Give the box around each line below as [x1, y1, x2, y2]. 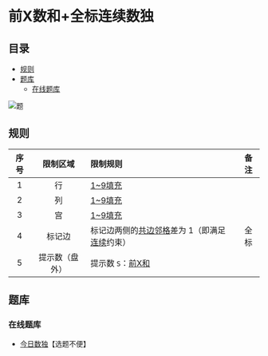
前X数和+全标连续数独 [8, 7, 154, 26]
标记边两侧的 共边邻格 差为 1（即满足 [90, 224, 226, 235]
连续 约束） [90, 236, 131, 247]
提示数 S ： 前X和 [90, 257, 151, 268]
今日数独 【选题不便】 [19, 338, 90, 348]
